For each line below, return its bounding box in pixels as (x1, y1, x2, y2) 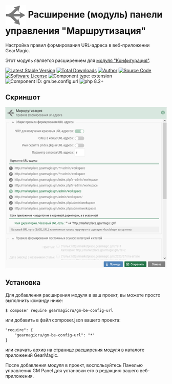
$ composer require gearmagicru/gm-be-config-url (5, 308, 114, 313)
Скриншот (5, 93, 40, 102)
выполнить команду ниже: (5, 297, 63, 304)
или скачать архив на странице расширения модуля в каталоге (5, 347, 145, 353)
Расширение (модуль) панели (28, 9, 163, 20)
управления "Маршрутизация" (5, 25, 146, 37)
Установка (5, 279, 41, 287)
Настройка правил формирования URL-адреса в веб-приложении (5, 42, 150, 48)
